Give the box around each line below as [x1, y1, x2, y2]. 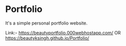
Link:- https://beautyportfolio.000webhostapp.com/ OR [5, 29, 121, 35]
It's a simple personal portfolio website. [5, 20, 88, 26]
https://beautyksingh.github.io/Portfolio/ [5, 35, 89, 41]
